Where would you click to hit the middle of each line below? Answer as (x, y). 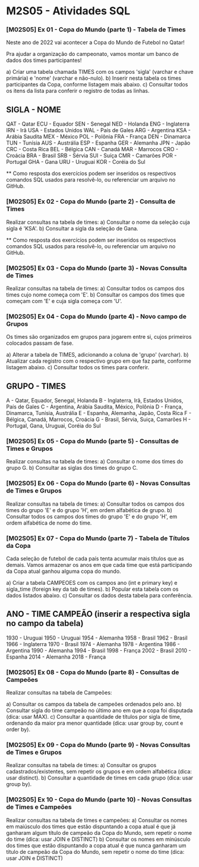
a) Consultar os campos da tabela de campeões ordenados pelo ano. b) (94, 704)
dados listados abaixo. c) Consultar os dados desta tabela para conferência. (99, 595)
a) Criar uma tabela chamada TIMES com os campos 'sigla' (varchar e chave (100, 72)
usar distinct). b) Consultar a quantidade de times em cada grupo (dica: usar (100, 778)
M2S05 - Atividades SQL (68, 11)
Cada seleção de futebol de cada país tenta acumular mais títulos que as (95, 559)
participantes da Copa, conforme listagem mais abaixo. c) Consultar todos (97, 85)
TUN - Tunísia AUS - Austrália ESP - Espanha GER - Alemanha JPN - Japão (98, 143)
